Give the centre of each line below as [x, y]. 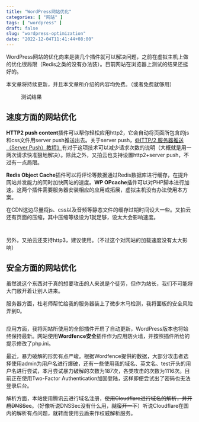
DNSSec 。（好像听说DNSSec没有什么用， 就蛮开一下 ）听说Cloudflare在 [97, 405]
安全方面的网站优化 [41, 268]
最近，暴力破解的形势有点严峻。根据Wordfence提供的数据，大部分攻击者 [95, 356]
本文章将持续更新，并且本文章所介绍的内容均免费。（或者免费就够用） [90, 84]
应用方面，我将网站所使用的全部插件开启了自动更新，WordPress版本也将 [95, 328]
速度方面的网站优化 [41, 117]
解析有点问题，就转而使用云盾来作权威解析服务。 [76, 413]
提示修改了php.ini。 [30, 343]
